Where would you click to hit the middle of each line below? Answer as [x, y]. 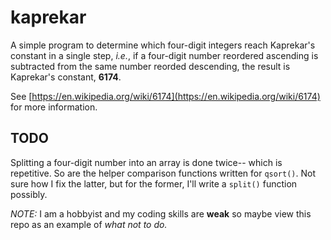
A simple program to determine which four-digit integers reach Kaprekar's [163, 45]
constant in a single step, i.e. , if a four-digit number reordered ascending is [164, 55]
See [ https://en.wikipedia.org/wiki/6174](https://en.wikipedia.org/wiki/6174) [165, 96]
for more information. [54, 107]
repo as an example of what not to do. [89, 224]
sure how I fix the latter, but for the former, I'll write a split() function [154, 183]
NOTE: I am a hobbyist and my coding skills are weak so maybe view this [161, 213]
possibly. [29, 194]
